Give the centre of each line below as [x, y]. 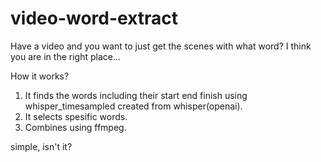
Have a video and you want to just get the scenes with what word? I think [161, 46]
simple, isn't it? [41, 146]
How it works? [40, 76]
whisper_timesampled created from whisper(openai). [133, 106]
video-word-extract [94, 18]
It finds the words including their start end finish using [136, 95]
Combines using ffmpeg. [75, 127]
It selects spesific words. [76, 116]
